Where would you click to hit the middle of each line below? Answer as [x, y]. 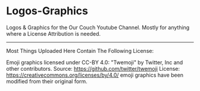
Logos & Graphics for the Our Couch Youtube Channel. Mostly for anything [98, 27]
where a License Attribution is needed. [54, 33]
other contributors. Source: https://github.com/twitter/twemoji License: [93, 68]
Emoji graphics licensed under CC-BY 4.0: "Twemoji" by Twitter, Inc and [95, 62]
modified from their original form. [47, 81]
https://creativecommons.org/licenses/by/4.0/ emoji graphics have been [95, 75]
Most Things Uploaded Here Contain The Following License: [80, 51]
